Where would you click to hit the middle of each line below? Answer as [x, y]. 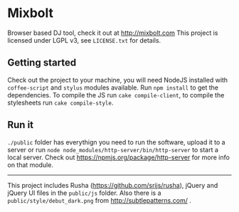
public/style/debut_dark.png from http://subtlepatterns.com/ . [100, 200]
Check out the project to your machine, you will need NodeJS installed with [118, 80]
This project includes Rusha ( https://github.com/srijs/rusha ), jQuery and [113, 185]
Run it [21, 125]
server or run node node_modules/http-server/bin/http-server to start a [113, 149]
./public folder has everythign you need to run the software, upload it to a [116, 142]
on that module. [30, 164]
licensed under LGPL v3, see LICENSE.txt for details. [84, 40]
